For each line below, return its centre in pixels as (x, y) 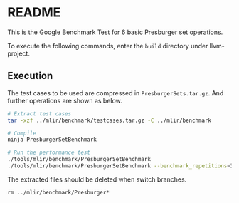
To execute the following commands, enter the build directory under (108, 46)
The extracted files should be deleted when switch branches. (97, 179)
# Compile (22, 133)
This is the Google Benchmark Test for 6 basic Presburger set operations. (115, 32)
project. (19, 53)
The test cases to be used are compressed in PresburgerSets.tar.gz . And (116, 93)
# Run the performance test (49, 153)
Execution (30, 76)
